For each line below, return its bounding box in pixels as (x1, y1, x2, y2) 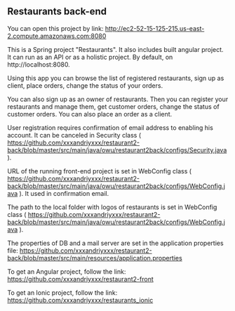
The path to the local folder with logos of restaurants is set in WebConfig (7, 203, 217, 211)
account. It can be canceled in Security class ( (7, 131, 142, 139)
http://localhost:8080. (7, 60, 70, 69)
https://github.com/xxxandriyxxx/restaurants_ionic (7, 296, 154, 304)
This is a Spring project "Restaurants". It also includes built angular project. (7, 45, 224, 53)
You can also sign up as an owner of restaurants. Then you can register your (7, 95, 229, 103)
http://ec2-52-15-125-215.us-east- (105, 24, 205, 32)
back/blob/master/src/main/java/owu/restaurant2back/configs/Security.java (7, 145, 227, 154)
